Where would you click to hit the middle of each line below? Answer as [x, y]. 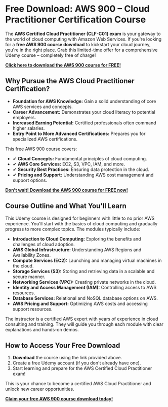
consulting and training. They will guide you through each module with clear [84, 324]
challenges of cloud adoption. [44, 244]
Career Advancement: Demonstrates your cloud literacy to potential [84, 112]
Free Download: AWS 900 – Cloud [78, 9]
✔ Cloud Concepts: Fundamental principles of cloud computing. [80, 158]
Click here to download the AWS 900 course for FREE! [63, 65]
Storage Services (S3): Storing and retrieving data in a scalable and [83, 271]
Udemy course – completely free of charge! [51, 55]
